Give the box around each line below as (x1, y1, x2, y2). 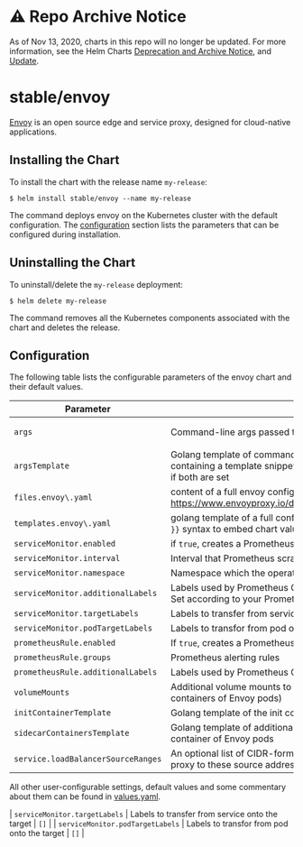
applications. (9, 126, 57, 137)
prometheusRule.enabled (14, 638, 116, 649)
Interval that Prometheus (170, 552, 275, 565)
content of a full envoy (170, 485, 266, 498)
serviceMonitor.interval (14, 553, 121, 564)
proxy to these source (170, 759, 263, 771)
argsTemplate (14, 461, 70, 471)
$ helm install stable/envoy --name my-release (9, 194, 192, 203)
